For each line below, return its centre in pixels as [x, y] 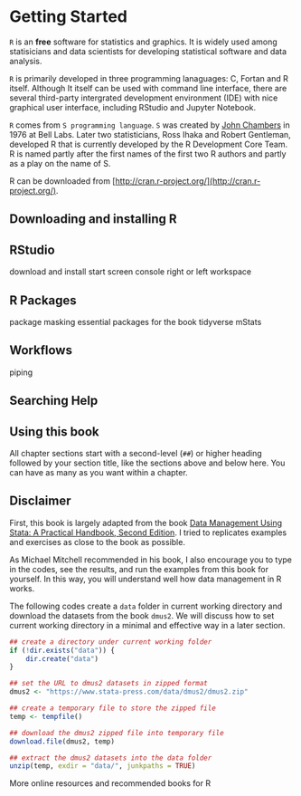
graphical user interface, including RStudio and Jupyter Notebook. [132, 107]
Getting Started [69, 17]
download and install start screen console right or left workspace [130, 272]
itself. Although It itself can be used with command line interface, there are [148, 88]
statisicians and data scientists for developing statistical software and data [148, 51]
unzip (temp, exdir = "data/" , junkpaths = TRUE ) [103, 766]
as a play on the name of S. [60, 163]
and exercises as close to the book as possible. [97, 542]
